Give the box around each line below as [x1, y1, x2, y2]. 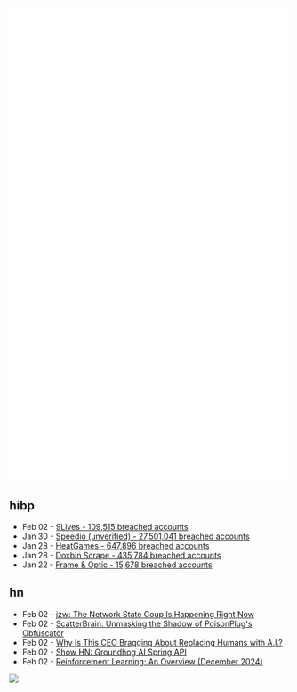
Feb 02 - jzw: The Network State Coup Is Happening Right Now [21, 608, 255, 619]
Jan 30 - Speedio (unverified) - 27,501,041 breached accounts [21, 531, 251, 541]
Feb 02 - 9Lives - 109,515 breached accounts [21, 522, 189, 533]
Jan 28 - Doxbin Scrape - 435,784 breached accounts [21, 550, 221, 561]
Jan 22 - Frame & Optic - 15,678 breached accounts [21, 559, 213, 570]
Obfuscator [21, 627, 65, 639]
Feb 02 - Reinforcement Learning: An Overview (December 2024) [21, 655, 264, 666]
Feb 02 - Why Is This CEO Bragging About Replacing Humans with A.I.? [21, 637, 283, 647]
